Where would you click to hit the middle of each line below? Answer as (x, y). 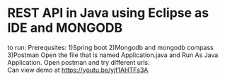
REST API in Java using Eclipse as (108, 13)
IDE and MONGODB (65, 28)
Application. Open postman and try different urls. (79, 62)
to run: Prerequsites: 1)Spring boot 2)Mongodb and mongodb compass (110, 47)
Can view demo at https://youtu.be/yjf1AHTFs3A (78, 70)
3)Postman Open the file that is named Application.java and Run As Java (113, 55)
